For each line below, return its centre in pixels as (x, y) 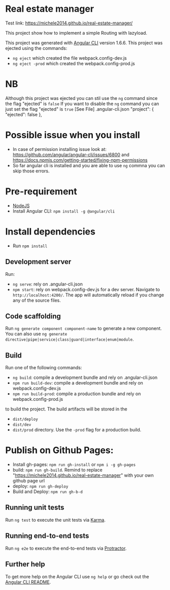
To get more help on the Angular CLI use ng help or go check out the (77, 576)
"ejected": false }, (24, 114)
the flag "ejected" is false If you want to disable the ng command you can (82, 104)
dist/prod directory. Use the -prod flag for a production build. (77, 430)
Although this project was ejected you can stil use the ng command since (81, 98)
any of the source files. (37, 300)
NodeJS (21, 206)
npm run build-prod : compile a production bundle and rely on (77, 394)
